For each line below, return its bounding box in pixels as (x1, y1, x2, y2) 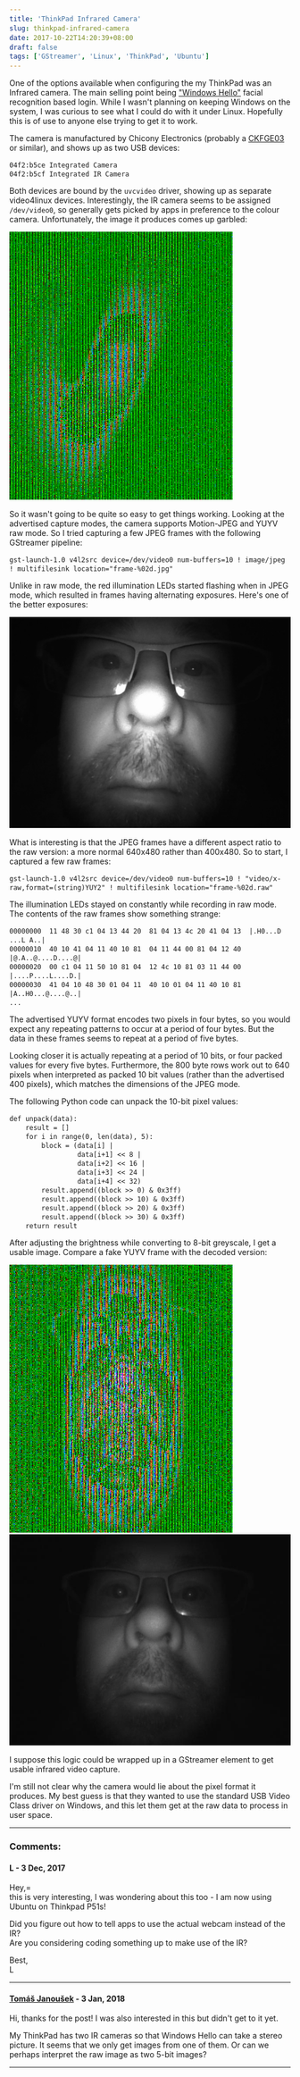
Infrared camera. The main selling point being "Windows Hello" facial (9, 88, 263, 98)
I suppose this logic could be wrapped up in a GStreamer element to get (9, 1755, 274, 1765)
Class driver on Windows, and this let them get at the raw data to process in (9, 1800, 288, 1811)
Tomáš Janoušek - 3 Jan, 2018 (9, 1993, 126, 2004)
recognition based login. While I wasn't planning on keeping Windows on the (9, 96, 291, 107)
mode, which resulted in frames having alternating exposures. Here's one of (9, 590, 289, 600)
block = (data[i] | (41, 1142, 114, 1151)
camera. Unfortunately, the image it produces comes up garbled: (9, 214, 248, 225)
